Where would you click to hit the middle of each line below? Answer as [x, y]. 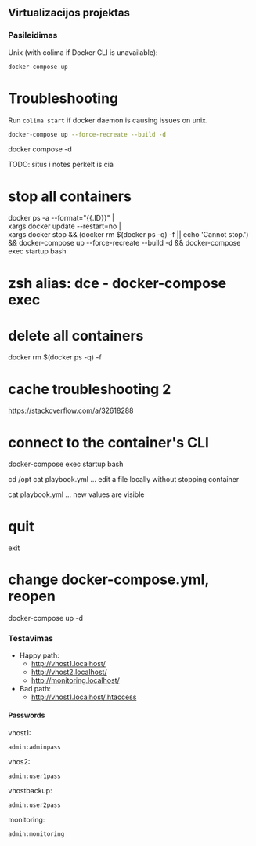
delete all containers [76, 335]
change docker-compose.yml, [108, 580]
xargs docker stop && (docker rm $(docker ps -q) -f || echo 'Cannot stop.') [128, 235]
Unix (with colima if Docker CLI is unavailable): [83, 52]
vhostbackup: [30, 790]
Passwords [27, 715]
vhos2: [19, 761]
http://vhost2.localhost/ [69, 672]
